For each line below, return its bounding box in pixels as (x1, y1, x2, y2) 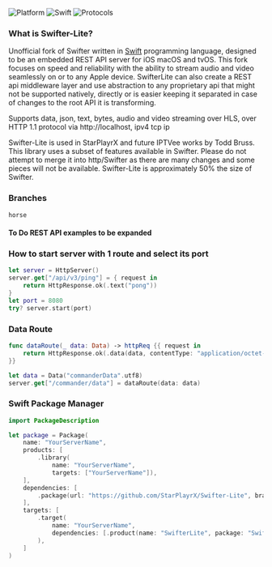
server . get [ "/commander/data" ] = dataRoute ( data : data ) (8, 379, 201, 387)
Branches (8, 193, 47, 204)
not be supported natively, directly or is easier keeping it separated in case (8, 89, 257, 99)
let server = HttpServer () (8, 266, 100, 275)
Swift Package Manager (8, 398, 104, 409)
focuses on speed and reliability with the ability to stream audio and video (8, 63, 255, 73)
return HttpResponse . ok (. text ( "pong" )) (23, 282, 158, 290)
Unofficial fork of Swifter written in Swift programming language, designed (8, 46, 257, 56)
